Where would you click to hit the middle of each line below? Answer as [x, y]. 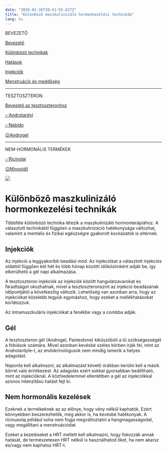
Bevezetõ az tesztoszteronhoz [36, 106]
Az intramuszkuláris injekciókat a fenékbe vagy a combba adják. [71, 312]
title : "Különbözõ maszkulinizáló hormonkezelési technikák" [70, 14]
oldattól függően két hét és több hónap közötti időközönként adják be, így [81, 267]
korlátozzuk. [18, 302]
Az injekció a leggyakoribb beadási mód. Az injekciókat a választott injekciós [83, 261]
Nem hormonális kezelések [48, 397]
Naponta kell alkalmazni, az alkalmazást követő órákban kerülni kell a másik [83, 365]
